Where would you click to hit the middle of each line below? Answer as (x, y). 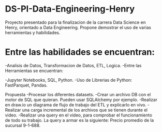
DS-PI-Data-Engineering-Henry (70, 9)
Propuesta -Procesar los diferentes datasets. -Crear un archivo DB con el (78, 94)
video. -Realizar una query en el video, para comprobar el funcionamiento (79, 115)
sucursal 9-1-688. (23, 125)
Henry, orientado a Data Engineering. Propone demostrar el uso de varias (78, 27)
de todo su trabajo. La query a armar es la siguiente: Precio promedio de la (79, 120)
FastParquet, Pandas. (26, 85)
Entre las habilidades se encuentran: (80, 52)
